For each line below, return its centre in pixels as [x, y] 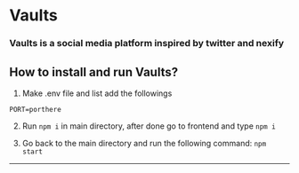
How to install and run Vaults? [94, 72]
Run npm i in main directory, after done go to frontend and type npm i [149, 126]
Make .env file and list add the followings [97, 93]
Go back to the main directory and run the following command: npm [144, 143]
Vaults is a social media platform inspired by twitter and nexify [147, 43]
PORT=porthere [36, 109]
